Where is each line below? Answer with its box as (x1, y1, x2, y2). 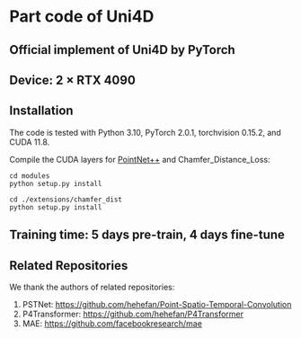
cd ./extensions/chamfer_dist (9, 195, 123, 204)
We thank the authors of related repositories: (9, 281, 175, 292)
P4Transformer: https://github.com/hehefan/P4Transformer (22, 308, 244, 319)
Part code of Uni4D (9, 6, 155, 27)
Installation (9, 103, 74, 119)
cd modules (9, 171, 50, 181)
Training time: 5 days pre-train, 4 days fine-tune (9, 227, 286, 243)
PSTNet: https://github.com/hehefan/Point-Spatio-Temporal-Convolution (22, 298, 292, 309)
